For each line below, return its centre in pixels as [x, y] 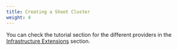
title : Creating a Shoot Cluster [48, 12]
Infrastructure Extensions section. [48, 41]
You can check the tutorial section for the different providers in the [89, 34]
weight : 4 [19, 17]
